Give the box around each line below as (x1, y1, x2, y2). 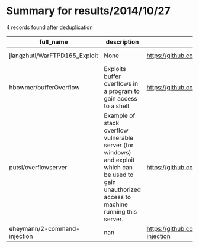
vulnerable (104, 133, 134, 141)
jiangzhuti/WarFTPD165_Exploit (9, 51, 99, 60)
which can (104, 163, 133, 171)
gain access (104, 94, 137, 102)
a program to (104, 87, 140, 95)
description (105, 37, 139, 46)
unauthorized (104, 185, 141, 194)
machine (104, 200, 129, 208)
